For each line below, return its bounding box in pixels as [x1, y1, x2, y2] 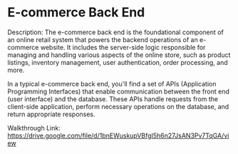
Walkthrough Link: [7, 123, 61, 132]
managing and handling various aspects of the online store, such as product [7, 51, 231, 59]
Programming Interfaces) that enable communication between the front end [7, 87, 229, 96]
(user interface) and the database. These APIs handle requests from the [7, 94, 219, 103]
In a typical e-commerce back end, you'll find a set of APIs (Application [7, 79, 217, 88]
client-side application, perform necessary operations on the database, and [7, 102, 229, 111]
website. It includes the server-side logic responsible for [40, 43, 206, 51]
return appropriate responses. [7, 110, 95, 118]
